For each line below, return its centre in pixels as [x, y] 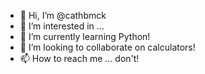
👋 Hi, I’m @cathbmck [63, 15]
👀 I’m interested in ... [62, 26]
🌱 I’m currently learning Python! [85, 36]
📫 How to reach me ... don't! [79, 58]
